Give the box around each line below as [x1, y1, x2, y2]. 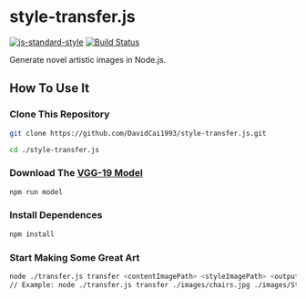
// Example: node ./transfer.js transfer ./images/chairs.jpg [9, 280, 250, 289]
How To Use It [9, 80, 89, 97]
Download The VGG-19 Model [9, 167, 143, 180]
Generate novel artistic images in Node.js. [9, 54, 167, 65]
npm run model [9, 187, 64, 197]
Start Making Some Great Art [9, 251, 140, 263]
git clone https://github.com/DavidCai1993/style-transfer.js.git [9, 129, 267, 138]
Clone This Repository [9, 108, 110, 120]
